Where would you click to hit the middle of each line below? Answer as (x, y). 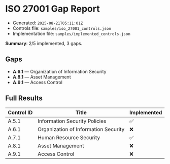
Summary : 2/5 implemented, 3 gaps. (44, 43)
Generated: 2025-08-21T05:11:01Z (48, 23)
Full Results (24, 98)
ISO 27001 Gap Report (53, 9)
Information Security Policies (72, 121)
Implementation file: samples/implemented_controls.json (72, 33)
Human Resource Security (69, 137)
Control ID (20, 112)
